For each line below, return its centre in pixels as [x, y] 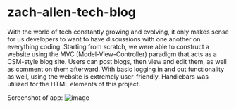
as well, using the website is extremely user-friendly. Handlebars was [108, 76]
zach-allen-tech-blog [72, 12]
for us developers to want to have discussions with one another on [104, 39]
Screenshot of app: [35, 97]
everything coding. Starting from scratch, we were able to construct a [108, 46]
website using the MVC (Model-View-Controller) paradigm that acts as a [112, 54]
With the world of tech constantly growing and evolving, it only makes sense [118, 32]
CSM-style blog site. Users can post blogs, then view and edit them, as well [117, 61]
